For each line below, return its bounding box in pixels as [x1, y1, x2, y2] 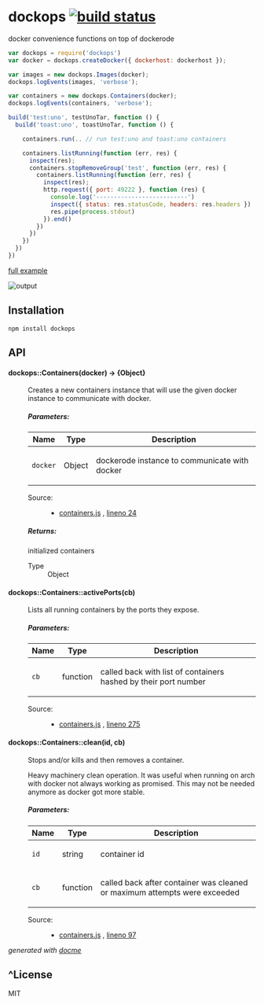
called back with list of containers [100, 667, 225, 678]
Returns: [27, 526, 57, 535]
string [61, 848, 84, 859]
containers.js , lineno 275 [58, 719, 141, 729]
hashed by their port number [100, 676, 206, 687]
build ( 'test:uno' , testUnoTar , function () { [8, 114, 159, 122]
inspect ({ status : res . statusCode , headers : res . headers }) [49, 200, 251, 208]
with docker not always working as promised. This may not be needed [27, 778, 255, 788]
